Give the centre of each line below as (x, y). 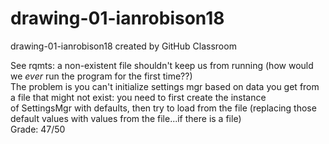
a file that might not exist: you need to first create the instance (138, 97)
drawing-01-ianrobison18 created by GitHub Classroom (123, 46)
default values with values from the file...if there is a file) (126, 118)
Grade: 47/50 (38, 129)
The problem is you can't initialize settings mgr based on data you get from (165, 86)
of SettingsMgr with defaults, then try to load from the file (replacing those (163, 108)
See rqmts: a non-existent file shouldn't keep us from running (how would (162, 65)
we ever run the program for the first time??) (101, 76)
